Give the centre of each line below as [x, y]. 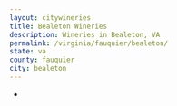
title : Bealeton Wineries [58, 26]
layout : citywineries [50, 18]
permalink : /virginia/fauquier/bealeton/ [89, 43]
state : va [28, 52]
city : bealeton [38, 69]
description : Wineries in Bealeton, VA [85, 34]
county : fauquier [42, 60]
